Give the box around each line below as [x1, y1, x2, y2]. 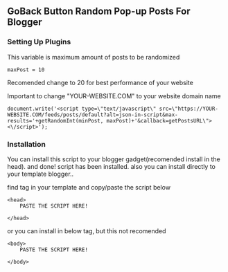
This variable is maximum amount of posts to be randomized [7, 53, 180, 61]
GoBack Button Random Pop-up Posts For [7, 6, 191, 17]
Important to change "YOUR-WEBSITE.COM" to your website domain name [7, 91, 221, 100]
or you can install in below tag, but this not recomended [7, 226, 166, 235]
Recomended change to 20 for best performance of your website [7, 78, 194, 87]
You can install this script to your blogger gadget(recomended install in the [7, 155, 220, 163]
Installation [7, 139, 46, 149]
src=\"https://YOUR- [159, 105, 218, 112]
